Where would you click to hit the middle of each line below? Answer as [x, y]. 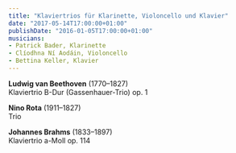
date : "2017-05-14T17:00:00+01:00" [68, 23]
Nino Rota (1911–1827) [45, 108]
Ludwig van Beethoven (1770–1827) [68, 83]
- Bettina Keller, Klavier [54, 61]
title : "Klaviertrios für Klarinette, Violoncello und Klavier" [118, 16]
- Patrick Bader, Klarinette [57, 46]
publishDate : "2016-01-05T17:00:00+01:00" [81, 31]
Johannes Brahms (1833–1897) [60, 132]
